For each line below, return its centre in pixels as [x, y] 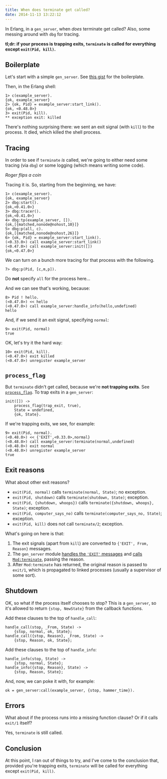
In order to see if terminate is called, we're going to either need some [77, 160]
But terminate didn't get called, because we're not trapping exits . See [77, 386]
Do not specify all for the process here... [48, 279]
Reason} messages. [32, 548]
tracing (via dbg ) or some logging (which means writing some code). [75, 165]
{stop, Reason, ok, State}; [43, 640]
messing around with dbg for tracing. [43, 34]
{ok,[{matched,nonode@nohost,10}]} [42, 225]
